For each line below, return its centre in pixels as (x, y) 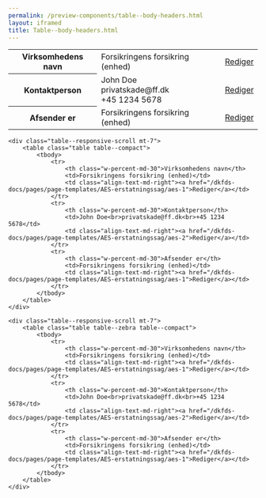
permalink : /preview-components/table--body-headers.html (106, 15)
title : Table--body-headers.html (63, 30)
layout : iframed (35, 23)
